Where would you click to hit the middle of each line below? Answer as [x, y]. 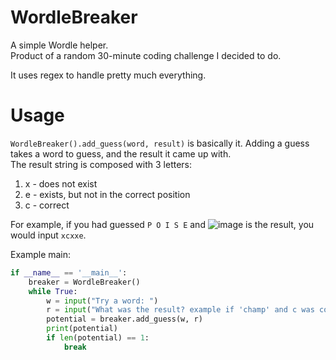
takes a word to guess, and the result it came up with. [121, 153]
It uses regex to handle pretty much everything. [108, 75]
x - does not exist [61, 183]
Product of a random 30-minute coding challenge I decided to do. [146, 55]
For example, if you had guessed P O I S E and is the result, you [162, 224]
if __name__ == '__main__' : [69, 272]
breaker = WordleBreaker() [84, 282]
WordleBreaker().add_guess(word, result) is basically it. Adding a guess [160, 143]
